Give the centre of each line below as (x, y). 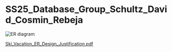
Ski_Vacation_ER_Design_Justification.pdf (49, 43)
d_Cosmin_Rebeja (44, 20)
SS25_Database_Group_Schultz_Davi (86, 9)
